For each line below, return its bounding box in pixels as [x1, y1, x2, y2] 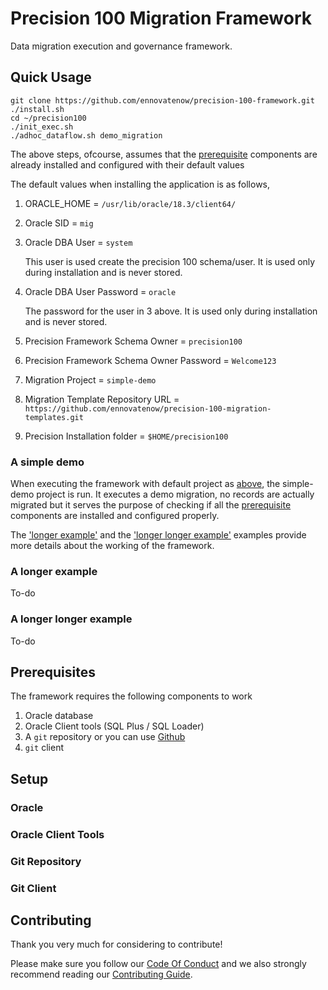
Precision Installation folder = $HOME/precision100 [24, 430, 229, 442]
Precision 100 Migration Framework [10, 7, 312, 30]
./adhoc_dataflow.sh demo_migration [10, 130, 163, 141]
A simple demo [10, 455, 85, 469]
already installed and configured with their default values [10, 158, 245, 171]
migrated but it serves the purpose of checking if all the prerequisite [10, 499, 292, 511]
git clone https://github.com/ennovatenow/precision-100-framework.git [10, 95, 315, 106]
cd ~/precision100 [10, 113, 87, 123]
